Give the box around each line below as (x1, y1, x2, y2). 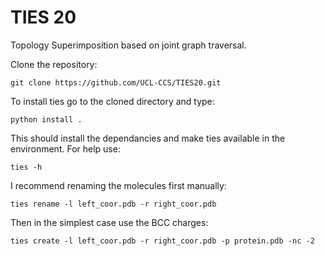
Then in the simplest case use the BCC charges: (10, 216, 209, 228)
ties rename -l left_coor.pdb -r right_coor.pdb (10, 199, 217, 209)
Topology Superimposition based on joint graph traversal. (10, 39, 247, 51)
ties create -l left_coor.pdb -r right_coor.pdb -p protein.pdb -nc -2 (10, 236, 315, 246)
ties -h (10, 162, 43, 172)
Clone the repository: (10, 58, 98, 70)
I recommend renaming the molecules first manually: (10, 179, 227, 191)
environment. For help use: (10, 142, 121, 155)
